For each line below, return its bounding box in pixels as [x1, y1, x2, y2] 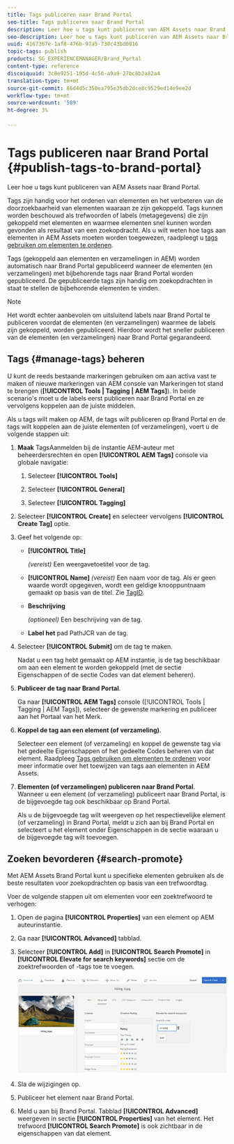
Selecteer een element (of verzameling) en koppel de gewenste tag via [17, 739, 221, 748]
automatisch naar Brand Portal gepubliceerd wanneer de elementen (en [7, 261, 213, 270]
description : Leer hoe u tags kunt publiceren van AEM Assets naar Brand [7, 26, 226, 33]
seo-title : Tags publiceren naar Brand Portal [7, 18, 145, 26]
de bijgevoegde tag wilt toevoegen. [17, 833, 119, 841]
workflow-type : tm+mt [7, 92, 70, 99]
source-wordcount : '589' [7, 100, 79, 107]
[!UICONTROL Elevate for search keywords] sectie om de [17, 955, 185, 964]
